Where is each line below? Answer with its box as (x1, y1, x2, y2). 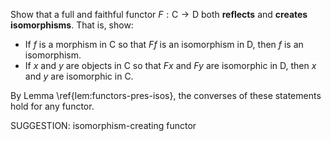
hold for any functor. (10, 100, 95, 112)
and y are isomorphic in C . (24, 70, 134, 82)
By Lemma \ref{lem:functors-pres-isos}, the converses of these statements (10, 90, 322, 101)
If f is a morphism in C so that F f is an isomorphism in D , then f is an (24, 39, 304, 50)
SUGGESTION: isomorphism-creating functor (10, 120, 197, 131)
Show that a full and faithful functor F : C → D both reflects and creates (10, 9, 308, 20)
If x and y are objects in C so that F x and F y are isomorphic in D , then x (24, 60, 317, 71)
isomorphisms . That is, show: (10, 19, 134, 31)
